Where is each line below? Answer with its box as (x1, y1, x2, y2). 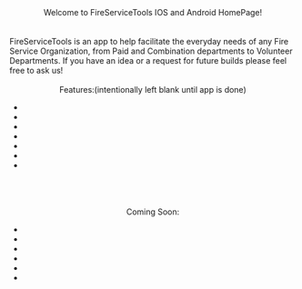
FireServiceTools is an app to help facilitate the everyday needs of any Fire (9, 36, 289, 46)
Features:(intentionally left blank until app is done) (58, 85, 247, 95)
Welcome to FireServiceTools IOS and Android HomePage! (43, 7, 263, 17)
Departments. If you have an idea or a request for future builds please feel (9, 55, 287, 65)
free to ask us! (9, 65, 64, 75)
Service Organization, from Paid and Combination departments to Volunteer (9, 45, 293, 56)
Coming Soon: (126, 206, 180, 217)
